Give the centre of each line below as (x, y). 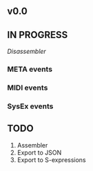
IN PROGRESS (38, 35)
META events (30, 70)
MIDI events (28, 88)
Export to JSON (39, 152)
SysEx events (30, 106)
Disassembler (27, 52)
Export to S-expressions (51, 160)
